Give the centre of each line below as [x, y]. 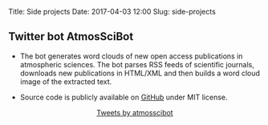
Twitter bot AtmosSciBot [71, 36]
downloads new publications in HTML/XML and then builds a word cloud [140, 73]
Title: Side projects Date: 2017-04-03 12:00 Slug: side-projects [112, 12]
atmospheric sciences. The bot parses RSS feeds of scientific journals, [137, 64]
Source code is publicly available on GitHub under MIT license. [124, 97]
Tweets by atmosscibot [135, 112]
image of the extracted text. [66, 81]
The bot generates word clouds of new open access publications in [131, 56]
